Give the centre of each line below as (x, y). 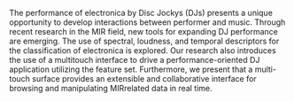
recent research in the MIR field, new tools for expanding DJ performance (144, 31)
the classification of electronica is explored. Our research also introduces (143, 51)
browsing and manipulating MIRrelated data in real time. (111, 88)
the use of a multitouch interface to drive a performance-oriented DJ (135, 60)
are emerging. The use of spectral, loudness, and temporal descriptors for (144, 41)
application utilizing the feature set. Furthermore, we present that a (131, 69)
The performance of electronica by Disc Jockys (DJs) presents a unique (141, 13)
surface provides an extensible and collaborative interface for (144, 78)
